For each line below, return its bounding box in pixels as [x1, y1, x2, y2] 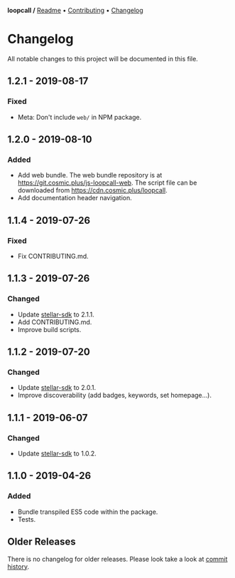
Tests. [17, 515, 36, 523]
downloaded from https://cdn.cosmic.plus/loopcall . [17, 186, 168, 195]
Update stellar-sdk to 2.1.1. [17, 310, 94, 319]
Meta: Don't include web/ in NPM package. [17, 113, 142, 121]
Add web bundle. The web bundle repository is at [17, 171, 163, 180]
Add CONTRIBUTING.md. [17, 317, 92, 326]
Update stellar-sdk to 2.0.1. [17, 383, 97, 392]
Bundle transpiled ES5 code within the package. [17, 507, 158, 516]
